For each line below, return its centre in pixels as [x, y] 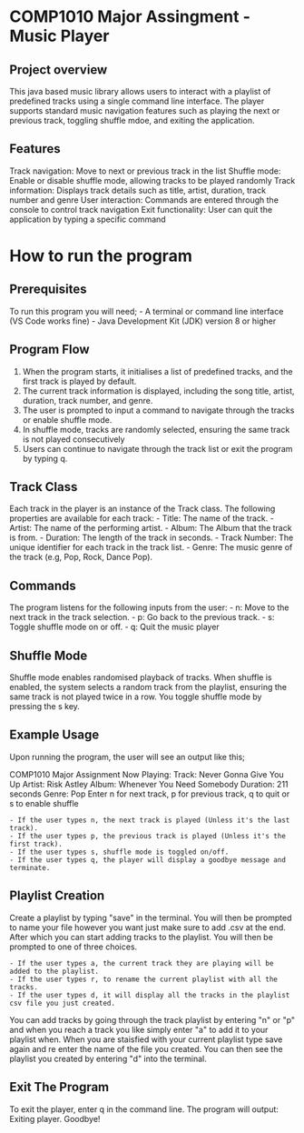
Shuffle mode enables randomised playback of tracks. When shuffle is [141, 677]
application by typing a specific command [88, 219]
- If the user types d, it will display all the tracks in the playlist [150, 995]
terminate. [30, 867]
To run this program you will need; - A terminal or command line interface [147, 311]
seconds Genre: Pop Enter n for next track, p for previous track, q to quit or [150, 794]
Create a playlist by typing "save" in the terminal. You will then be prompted [151, 917]
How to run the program [101, 256]
